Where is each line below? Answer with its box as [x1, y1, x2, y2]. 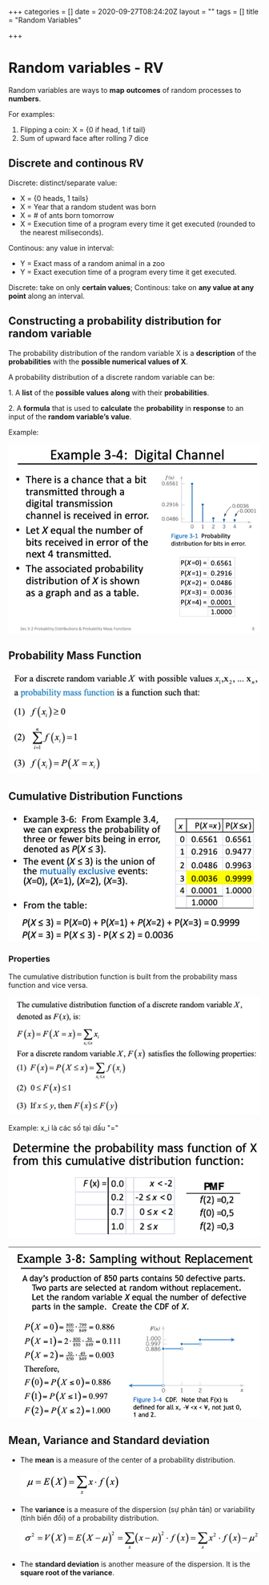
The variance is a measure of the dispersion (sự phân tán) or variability [19, 1504, 255, 1514]
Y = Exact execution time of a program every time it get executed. [19, 267, 237, 276]
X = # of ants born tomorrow [19, 210, 114, 220]
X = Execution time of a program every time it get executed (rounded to [19, 219, 256, 228]
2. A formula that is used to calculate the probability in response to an [8, 403, 244, 413]
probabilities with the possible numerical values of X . [8, 357, 188, 366]
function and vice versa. [8, 980, 88, 990]
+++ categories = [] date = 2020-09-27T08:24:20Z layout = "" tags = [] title [8, 7, 259, 16]
